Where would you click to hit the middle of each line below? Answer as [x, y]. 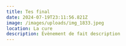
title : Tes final [28, 12]
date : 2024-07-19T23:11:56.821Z [47, 17]
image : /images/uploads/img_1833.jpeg [55, 23]
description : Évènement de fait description [63, 34]
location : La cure [29, 28]
